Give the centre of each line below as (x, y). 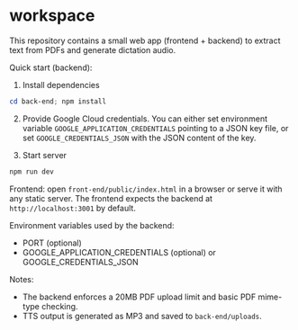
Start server (45, 155)
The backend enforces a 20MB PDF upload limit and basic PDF (139, 297)
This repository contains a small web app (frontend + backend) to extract (145, 40)
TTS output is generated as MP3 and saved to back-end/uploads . (142, 316)
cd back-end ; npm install (58, 101)
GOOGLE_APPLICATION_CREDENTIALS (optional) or (119, 252)
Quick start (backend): (51, 67)
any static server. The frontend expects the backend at (111, 198)
